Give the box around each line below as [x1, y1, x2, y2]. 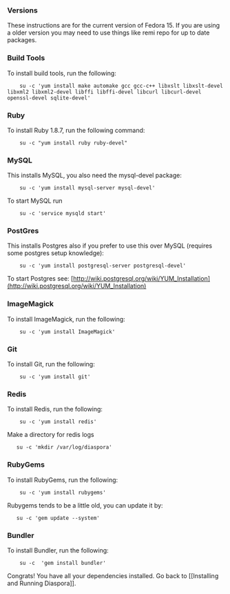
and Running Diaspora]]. [7, 579, 76, 587]
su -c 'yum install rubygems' [19, 489, 107, 496]
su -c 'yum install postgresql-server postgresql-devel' [19, 262, 187, 270]
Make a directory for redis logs [7, 431, 94, 439]
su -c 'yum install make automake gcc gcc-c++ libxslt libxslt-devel [19, 82, 224, 89]
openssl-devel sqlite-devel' [7, 94, 91, 102]
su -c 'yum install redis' [19, 418, 97, 425]
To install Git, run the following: [7, 360, 95, 369]
